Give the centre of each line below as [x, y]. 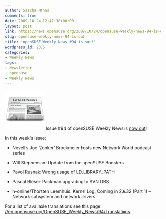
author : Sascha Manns [27, 10]
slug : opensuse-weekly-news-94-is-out [45, 37]
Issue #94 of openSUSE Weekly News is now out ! [96, 128]
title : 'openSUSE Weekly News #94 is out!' [51, 42]
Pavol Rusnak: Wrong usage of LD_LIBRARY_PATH [63, 172]
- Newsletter [19, 68]
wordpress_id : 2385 [25, 47]
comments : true [21, 16]
